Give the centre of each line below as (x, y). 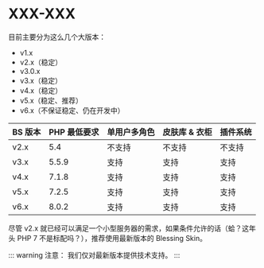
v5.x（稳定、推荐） (51, 100)
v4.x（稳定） (41, 90)
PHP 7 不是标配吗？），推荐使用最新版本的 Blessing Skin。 (112, 238)
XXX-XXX (42, 14)
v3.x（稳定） (41, 80)
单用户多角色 (131, 132)
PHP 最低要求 (74, 132)
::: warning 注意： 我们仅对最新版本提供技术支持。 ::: (94, 254)
